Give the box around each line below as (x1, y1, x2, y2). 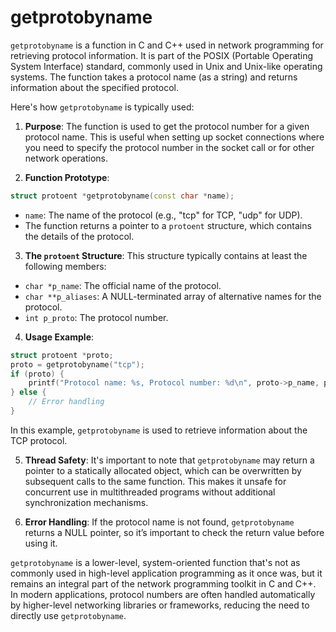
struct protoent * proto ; (10, 350, 114, 360)
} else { (10, 387, 47, 398)
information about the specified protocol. (10, 81, 180, 93)
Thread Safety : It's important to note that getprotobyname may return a (24, 454, 315, 466)
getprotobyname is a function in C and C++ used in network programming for (10, 39, 324, 51)
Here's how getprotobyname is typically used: (10, 101, 195, 113)
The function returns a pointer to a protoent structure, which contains (24, 219, 312, 231)
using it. (24, 537, 58, 549)
